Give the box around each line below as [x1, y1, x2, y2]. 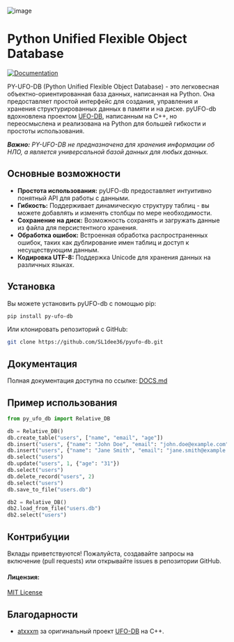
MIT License [7, 588, 43, 597]
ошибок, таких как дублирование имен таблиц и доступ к [17, 238, 189, 247]
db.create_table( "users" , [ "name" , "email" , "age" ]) [7, 434, 164, 441]
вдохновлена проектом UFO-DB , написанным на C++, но [7, 112, 178, 120]
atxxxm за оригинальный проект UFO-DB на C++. [17, 627, 164, 636]
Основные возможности [7, 168, 120, 180]
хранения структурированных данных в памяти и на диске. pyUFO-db [7, 105, 217, 113]
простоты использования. [7, 126, 85, 135]
